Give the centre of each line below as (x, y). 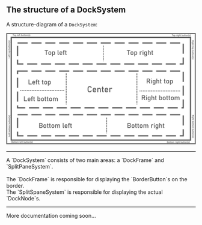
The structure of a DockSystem (66, 10)
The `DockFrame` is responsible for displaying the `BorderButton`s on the (97, 179)
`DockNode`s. (23, 199)
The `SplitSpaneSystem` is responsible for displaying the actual (85, 192)
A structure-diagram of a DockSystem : (52, 24)
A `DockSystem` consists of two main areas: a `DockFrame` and (85, 160)
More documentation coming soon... (51, 216)
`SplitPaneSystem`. (30, 167)
